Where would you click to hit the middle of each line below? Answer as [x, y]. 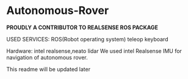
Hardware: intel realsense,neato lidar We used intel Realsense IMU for [94, 51]
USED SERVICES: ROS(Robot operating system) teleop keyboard [87, 39]
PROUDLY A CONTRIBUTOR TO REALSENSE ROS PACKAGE [82, 27]
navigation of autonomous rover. [47, 57]
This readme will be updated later [48, 69]
